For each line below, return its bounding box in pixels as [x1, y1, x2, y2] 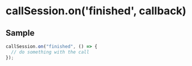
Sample [5, 28, 35, 38]
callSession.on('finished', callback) [5, 4, 187, 18]
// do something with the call [11, 49, 90, 55]
